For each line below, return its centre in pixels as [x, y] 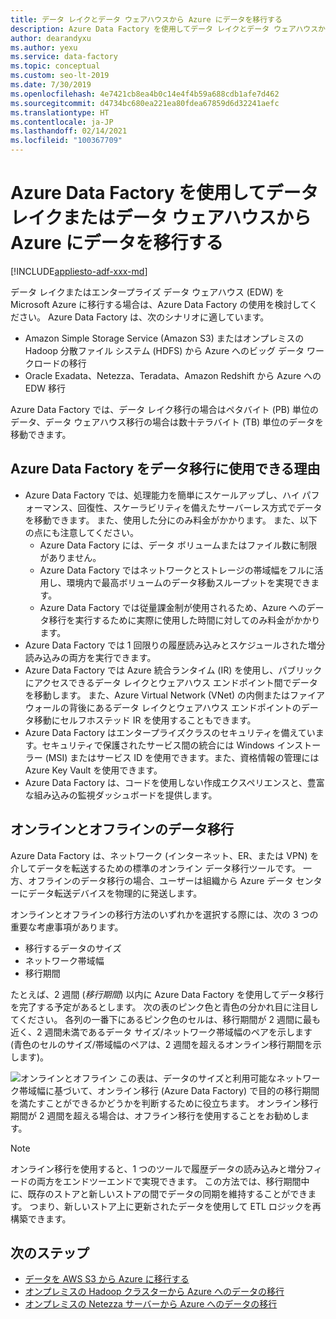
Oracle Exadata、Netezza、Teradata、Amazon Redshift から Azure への [173, 375]
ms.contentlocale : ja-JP [62, 122]
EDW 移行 [45, 388]
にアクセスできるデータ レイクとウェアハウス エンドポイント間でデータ [171, 682]
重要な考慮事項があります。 [67, 927]
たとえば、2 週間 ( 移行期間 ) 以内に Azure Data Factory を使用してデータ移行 [167, 994]
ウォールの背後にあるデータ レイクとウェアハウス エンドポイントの [163, 707]
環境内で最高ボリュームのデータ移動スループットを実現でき [189, 582]
